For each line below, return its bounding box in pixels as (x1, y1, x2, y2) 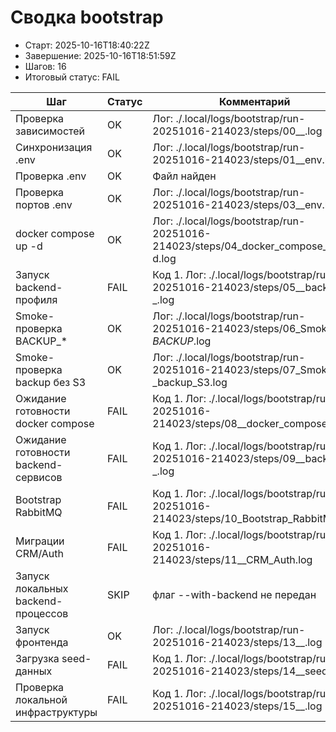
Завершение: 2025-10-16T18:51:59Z (24, 49, 177, 61)
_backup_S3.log (152, 375, 228, 389)
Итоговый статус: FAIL (24, 71, 120, 83)
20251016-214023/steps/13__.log (152, 635, 323, 649)
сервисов (15, 470, 63, 484)
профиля (15, 292, 58, 306)
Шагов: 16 (24, 60, 67, 72)
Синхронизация (15, 140, 93, 154)
